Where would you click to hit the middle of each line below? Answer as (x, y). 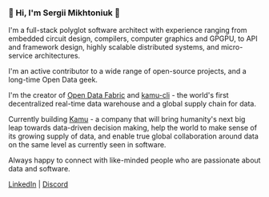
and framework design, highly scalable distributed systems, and (114, 47)
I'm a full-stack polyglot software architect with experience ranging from (128, 30)
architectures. (58, 56)
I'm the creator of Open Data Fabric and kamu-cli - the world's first (119, 95)
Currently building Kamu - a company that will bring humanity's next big (127, 119)
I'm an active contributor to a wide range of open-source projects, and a (127, 71)
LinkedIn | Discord (38, 184)
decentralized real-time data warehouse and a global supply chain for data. (132, 104)
